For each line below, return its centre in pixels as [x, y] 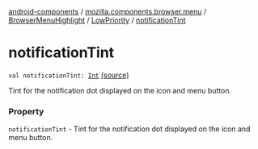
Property [26, 111]
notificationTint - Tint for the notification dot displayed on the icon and [129, 129]
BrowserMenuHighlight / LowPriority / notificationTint [97, 20]
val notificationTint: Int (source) [69, 75]
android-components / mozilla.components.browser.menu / [108, 12]
